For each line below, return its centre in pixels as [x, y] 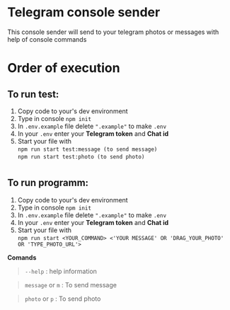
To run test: [33, 94]
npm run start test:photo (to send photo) [81, 156]
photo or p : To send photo [63, 299]
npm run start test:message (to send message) [87, 149]
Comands [22, 257]
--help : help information [61, 271]
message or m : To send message [70, 285]
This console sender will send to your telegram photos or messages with [113, 32]
